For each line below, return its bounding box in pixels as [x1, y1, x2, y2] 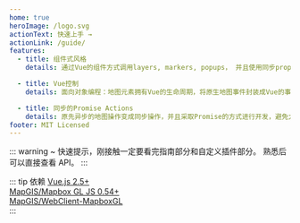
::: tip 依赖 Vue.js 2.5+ [9, 176, 90, 187]
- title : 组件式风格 [17, 55, 87, 64]
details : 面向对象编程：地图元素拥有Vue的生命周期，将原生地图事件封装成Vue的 [25, 87, 285, 97]
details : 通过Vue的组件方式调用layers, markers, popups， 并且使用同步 [25, 64, 276, 73]
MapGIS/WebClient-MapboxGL [9, 196, 123, 207]
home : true [9, 13, 50, 22]
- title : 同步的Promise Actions [17, 104, 134, 113]
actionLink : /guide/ [9, 38, 87, 47]
